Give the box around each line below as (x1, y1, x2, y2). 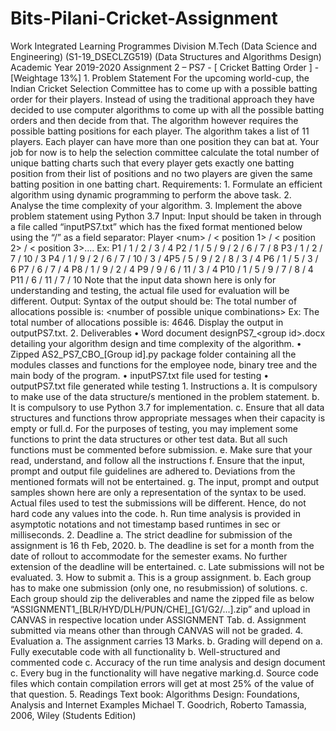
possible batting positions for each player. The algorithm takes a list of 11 (10, 125, 310, 137)
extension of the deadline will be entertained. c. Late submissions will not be (10, 560, 325, 572)
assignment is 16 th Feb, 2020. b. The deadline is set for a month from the (10, 539, 315, 551)
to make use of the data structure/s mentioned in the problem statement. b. (10, 390, 320, 402)
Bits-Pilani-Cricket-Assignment (10, 7, 278, 30)
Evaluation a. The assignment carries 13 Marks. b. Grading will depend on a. (10, 635, 323, 647)
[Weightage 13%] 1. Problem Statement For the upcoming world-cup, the (10, 72, 310, 84)
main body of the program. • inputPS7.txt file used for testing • (10, 369, 270, 381)
